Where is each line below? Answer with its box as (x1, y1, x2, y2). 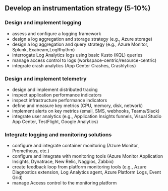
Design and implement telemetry (5, 75, 87, 82)
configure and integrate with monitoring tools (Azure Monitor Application (12, 153, 163, 159)
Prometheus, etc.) (12, 148, 49, 154)
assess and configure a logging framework (12, 30, 101, 37)
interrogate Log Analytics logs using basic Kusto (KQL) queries (12, 52, 143, 58)
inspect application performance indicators (12, 91, 102, 98)
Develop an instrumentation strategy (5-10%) (5, 4, 151, 13)
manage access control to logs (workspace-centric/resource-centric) (12, 57, 157, 63)
